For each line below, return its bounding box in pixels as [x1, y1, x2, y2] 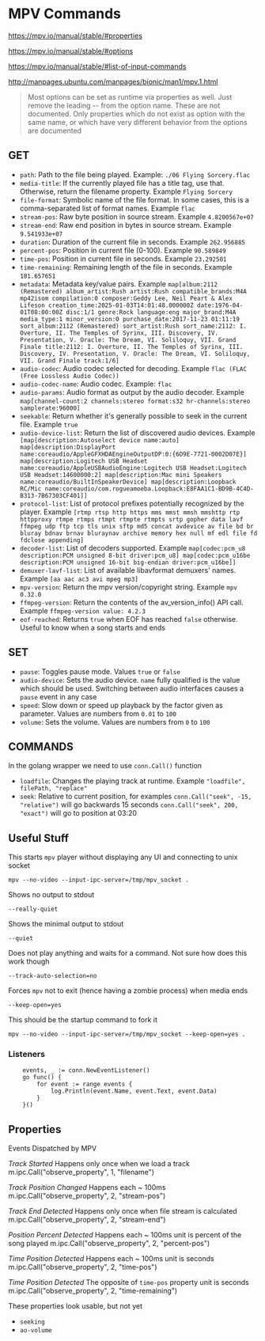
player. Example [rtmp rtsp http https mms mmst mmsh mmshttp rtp [19, 507, 240, 517]
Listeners [8, 1049, 46, 1060]
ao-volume [19, 1327, 53, 1335]
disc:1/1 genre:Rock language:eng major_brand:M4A [66, 308, 237, 316]
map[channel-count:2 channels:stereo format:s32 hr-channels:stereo [19, 397, 251, 405]
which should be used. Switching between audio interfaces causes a [19, 684, 244, 693]
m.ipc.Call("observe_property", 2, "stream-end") [8, 1215, 166, 1225]
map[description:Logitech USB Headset [19, 456, 148, 465]
